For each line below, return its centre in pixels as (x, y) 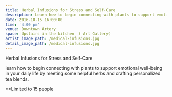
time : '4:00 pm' (23, 24)
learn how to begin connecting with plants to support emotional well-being (84, 68)
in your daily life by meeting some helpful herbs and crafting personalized (83, 73)
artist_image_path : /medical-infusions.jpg (52, 39)
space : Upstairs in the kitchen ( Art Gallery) (58, 34)
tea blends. (17, 79)
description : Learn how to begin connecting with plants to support (80, 15)
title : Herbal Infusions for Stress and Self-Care (60, 10)
